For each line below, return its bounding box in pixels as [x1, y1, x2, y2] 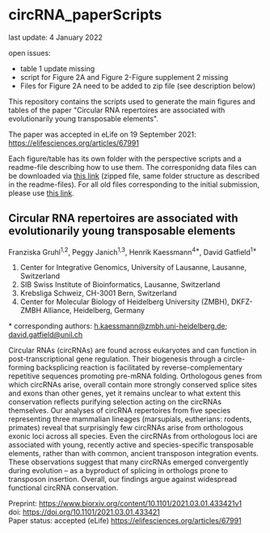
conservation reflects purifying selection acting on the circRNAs [8, 397, 222, 407]
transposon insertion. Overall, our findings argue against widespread [8, 475, 237, 484]
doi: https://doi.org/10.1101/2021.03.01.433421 [8, 507, 160, 517]
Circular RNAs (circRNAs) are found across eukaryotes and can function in [8, 345, 257, 355]
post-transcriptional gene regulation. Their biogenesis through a [8, 354, 222, 364]
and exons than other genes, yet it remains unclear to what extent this [8, 388, 241, 398]
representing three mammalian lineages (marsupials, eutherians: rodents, [8, 414, 252, 424]
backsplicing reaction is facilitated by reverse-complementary [36, 362, 243, 373]
